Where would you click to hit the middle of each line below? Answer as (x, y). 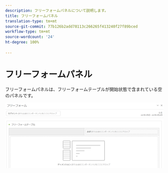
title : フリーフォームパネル (32, 16)
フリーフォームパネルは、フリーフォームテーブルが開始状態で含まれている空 (84, 89)
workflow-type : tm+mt (28, 32)
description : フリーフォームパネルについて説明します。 (57, 10)
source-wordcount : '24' (30, 37)
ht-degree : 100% (22, 42)
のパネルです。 (21, 95)
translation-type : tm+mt (31, 21)
